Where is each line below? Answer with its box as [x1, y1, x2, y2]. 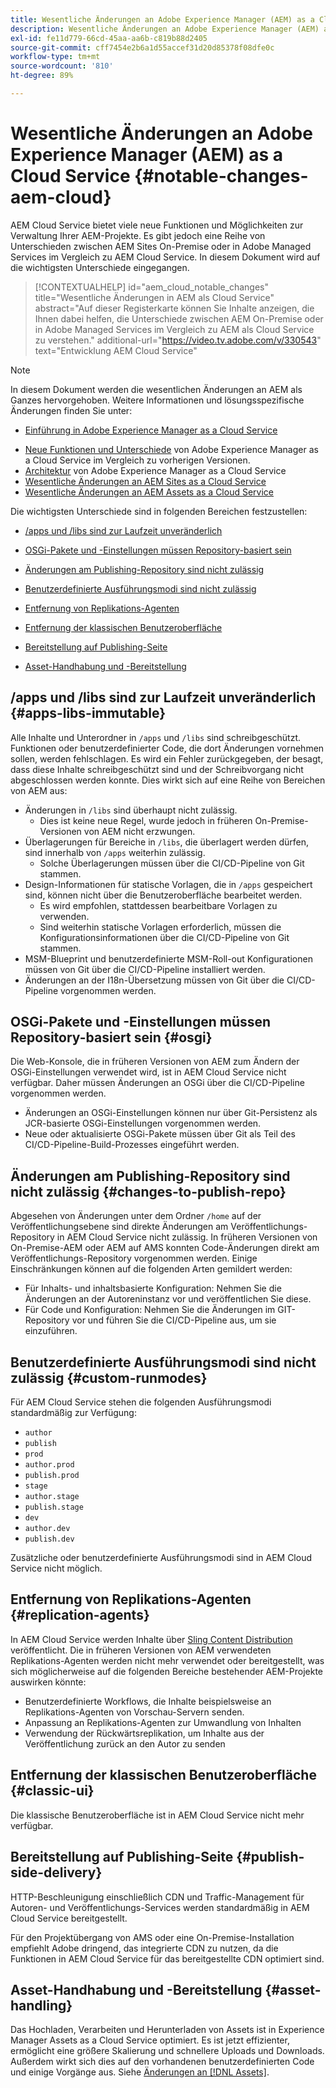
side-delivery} [10, 1864, 103, 1881]
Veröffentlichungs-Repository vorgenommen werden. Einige [10, 1252, 258, 1265]
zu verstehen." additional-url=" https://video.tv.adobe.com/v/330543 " [34, 334, 322, 346]
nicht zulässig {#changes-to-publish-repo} [10, 1183, 287, 1200]
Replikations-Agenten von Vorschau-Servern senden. [24, 1706, 245, 1718]
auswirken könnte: [10, 1676, 87, 1688]
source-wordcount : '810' [10, 61, 114, 71]
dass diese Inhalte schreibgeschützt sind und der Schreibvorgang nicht [10, 763, 304, 775]
